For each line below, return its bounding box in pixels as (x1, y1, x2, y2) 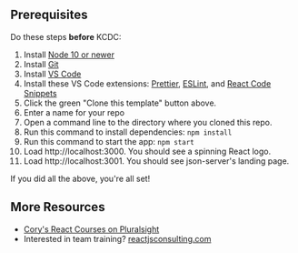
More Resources (10, 199, 105, 215)
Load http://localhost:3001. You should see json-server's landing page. (23, 155, 290, 167)
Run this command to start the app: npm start (23, 136, 194, 147)
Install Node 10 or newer (23, 49, 114, 60)
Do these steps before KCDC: (10, 31, 122, 42)
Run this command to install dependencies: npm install (23, 126, 233, 137)
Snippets (23, 87, 57, 98)
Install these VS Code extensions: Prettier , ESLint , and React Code (23, 77, 272, 89)
